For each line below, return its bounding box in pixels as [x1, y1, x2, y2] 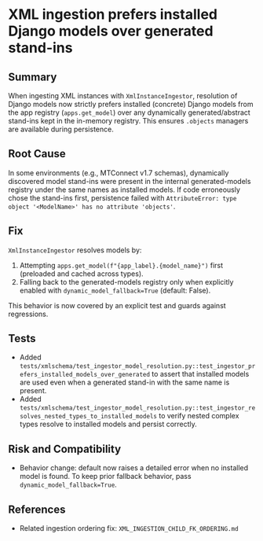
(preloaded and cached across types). [19, 269, 144, 278]
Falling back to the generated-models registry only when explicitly [19, 277, 234, 286]
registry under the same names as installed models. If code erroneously [8, 185, 241, 194]
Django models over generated [8, 22, 214, 40]
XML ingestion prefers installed [8, 6, 218, 24]
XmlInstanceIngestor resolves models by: [8, 245, 142, 255]
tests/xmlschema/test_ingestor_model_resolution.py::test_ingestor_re [19, 404, 256, 412]
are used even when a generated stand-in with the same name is [19, 377, 230, 387]
